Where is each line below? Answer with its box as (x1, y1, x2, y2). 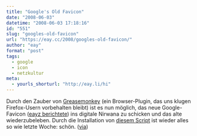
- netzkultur (11, 70, 44, 76)
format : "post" (6, 48, 44, 54)
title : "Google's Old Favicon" (6, 8, 84, 15)
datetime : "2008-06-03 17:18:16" (6, 20, 90, 26)
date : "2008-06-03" (6, 14, 55, 20)
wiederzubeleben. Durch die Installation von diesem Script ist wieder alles (6, 117, 189, 123)
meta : (6, 75, 20, 81)
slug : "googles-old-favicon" (6, 31, 79, 37)
